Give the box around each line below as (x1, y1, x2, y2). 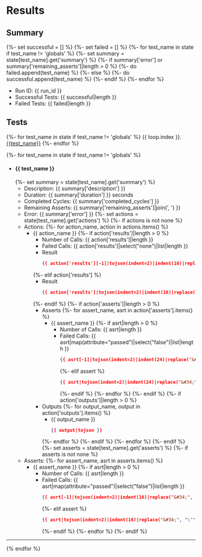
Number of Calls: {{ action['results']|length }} (41, 236, 154, 244)
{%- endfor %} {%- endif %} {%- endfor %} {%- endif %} (41, 438, 186, 445)
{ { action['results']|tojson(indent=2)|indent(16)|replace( (41, 289, 196, 295)
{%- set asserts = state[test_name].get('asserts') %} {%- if (41, 445, 188, 452)
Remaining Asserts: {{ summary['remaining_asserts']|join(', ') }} (23, 204, 181, 211)
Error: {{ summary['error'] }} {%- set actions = (23, 211, 139, 218)
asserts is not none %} (41, 451, 98, 458)
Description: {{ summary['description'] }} (23, 185, 126, 192)
